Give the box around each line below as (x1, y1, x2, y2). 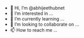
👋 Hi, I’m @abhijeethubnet (10, 5, 65, 11)
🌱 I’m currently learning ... (10, 16, 65, 22)
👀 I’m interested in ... (10, 10, 53, 16)
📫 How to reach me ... (10, 27, 58, 33)
